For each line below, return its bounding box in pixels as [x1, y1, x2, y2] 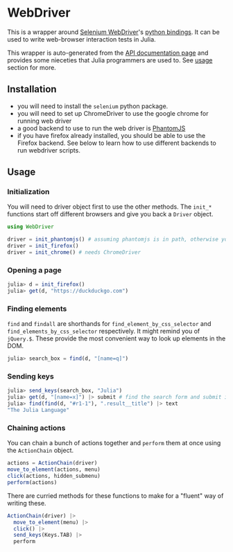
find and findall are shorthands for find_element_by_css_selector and [7, 320, 212, 328]
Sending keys [7, 372, 54, 381]
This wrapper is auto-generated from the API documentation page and [7, 49, 209, 57]
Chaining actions [7, 423, 66, 433]
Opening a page [7, 265, 62, 275]
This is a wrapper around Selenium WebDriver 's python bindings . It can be [7, 28, 220, 36]
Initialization [7, 187, 50, 197]
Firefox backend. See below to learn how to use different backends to [17, 139, 216, 147]
